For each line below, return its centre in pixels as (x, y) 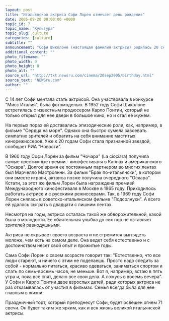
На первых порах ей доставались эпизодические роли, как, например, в (84, 125)
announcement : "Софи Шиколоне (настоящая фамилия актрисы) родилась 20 (82, 47)
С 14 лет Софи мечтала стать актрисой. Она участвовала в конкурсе (79, 99)
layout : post (19, 10)
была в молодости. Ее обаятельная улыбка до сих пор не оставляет (78, 219)
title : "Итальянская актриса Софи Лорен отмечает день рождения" (75, 15)
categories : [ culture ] (29, 38)
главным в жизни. (24, 292)
